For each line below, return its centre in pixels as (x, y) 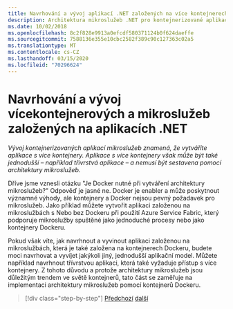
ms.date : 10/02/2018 (38, 26)
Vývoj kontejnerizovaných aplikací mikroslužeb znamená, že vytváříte (108, 148)
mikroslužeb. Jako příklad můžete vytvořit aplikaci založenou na (99, 205)
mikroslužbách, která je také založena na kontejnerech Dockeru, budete (110, 248)
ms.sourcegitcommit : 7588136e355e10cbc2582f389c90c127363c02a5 (101, 39)
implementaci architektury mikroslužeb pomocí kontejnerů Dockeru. (104, 285)
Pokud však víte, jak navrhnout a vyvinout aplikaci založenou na (99, 241)
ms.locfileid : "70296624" (45, 65)
